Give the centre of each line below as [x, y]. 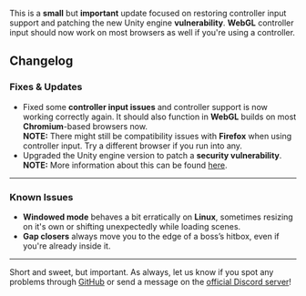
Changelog [41, 61]
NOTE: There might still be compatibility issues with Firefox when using [157, 136]
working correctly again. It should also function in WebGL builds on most [159, 117]
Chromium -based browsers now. [85, 126]
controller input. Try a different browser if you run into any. [133, 146]
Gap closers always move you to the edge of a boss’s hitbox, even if [151, 236]
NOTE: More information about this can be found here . [125, 165]
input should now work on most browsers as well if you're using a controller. [153, 32]
